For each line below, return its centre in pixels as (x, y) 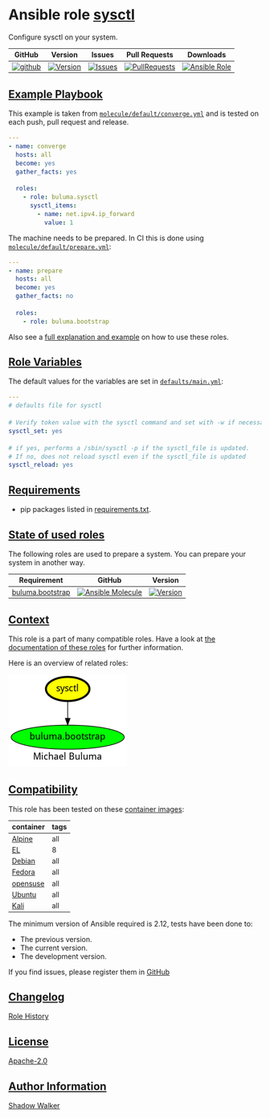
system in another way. (47, 562)
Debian (24, 861)
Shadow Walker (34, 1106)
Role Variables (45, 362)
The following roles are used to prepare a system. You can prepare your (127, 554)
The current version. (54, 948)
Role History (29, 1016)
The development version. (63, 956)
